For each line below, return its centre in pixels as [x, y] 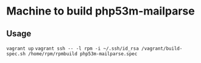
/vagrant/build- [162, 48]
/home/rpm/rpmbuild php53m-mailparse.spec [83, 54]
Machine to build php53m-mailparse [100, 11]
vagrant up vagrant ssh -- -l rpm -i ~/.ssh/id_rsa [72, 48]
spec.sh [16, 54]
